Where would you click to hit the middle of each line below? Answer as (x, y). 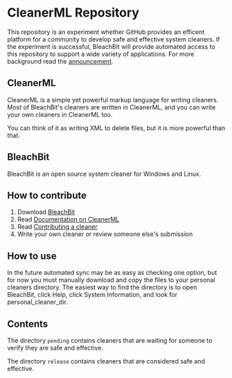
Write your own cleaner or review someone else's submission (105, 234)
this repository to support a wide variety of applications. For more (101, 54)
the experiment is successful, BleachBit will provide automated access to (111, 46)
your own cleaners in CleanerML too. (60, 114)
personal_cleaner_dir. (37, 302)
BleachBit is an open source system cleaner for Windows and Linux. (104, 174)
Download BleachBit (46, 212)
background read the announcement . (60, 61)
